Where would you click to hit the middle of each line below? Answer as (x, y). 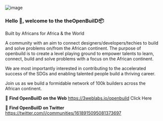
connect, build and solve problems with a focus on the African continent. (79, 59)
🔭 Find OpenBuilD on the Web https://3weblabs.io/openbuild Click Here (79, 98)
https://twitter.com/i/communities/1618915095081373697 (63, 113)
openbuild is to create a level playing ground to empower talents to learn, (80, 54)
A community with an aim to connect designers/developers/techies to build (82, 43)
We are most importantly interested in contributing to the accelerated (76, 68)
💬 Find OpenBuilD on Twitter (35, 108)
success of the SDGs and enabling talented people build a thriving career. (81, 74)
